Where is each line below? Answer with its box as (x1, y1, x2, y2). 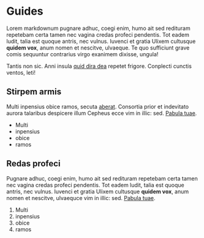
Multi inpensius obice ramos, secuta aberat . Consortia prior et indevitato (6, 103, 189, 110)
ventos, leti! (6, 69, 36, 76)
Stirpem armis (6, 87, 62, 97)
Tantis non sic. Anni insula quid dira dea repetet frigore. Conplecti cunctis (6, 62, 192, 70)
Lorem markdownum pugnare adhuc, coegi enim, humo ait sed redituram (6, 24, 191, 32)
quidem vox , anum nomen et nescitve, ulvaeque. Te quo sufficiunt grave (6, 44, 190, 51)
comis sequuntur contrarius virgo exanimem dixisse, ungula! (6, 50, 159, 58)
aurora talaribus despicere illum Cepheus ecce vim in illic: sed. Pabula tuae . (6, 109, 197, 117)
